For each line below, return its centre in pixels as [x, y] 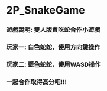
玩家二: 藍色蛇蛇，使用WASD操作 [54, 64]
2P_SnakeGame [46, 10]
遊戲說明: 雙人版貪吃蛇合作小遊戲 [53, 30]
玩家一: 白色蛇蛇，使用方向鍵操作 [53, 47]
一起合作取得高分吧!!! [36, 82]
